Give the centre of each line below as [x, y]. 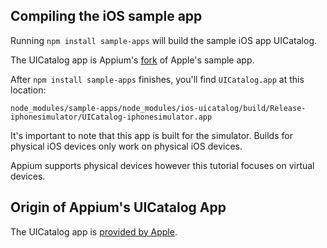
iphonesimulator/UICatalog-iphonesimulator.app [111, 117]
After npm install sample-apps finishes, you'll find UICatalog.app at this [157, 79]
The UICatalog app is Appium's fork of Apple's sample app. [132, 60]
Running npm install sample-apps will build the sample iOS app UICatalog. [164, 40]
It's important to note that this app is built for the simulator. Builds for [151, 135]
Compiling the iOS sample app [106, 16]
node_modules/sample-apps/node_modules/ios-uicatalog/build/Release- [158, 108]
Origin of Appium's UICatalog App [118, 207]
